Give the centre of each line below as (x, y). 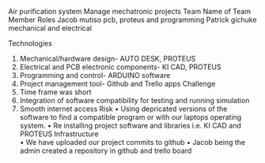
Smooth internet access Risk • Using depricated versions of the (123, 109)
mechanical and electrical (50, 28)
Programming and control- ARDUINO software (95, 75)
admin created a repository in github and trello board (106, 150)
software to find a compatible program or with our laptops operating (131, 117)
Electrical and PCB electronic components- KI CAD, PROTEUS (120, 67)
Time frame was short (56, 92)
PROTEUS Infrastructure (59, 134)
